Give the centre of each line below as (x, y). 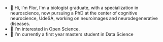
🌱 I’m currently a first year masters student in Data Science (72, 34)
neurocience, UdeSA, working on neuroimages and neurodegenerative (84, 18)
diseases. (20, 23)
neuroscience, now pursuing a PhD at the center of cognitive (74, 13)
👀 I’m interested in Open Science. (45, 29)
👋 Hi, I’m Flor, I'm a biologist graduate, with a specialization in (74, 8)
